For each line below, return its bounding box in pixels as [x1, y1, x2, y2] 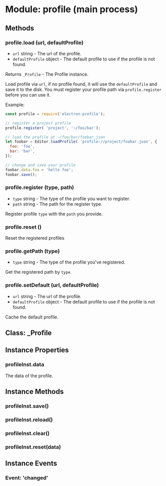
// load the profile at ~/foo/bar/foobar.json [5, 135, 105, 140]
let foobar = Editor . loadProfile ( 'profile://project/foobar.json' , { [5, 139, 157, 144]
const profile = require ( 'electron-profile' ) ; [5, 111, 105, 116]
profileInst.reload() [5, 416, 53, 423]
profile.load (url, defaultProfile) [5, 39, 84, 46]
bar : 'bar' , [10, 149, 35, 154]
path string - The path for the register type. [12, 201, 103, 207]
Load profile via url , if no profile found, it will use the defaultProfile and [5, 81, 157, 87]
